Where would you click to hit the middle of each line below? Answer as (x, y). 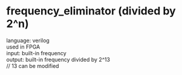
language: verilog (28, 40)
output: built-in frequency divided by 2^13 (58, 59)
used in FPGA (23, 47)
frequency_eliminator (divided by (91, 11)
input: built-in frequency (36, 53)
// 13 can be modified (33, 66)
